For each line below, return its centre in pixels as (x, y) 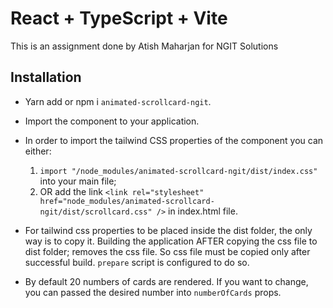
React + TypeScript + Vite (119, 18)
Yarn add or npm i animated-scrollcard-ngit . (118, 101)
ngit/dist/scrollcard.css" (96, 212)
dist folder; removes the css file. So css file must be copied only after (167, 251)
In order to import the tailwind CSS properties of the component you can (174, 140)
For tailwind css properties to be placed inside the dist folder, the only (168, 230)
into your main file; (78, 181)
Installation (46, 77)
